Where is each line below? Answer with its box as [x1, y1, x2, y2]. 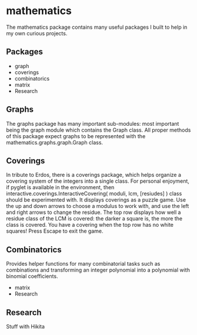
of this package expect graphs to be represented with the [6, 132, 146, 139]
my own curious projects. [6, 29, 68, 36]
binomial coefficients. [6, 273, 58, 280]
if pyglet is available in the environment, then [6, 184, 115, 191]
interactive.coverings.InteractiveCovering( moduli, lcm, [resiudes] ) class [6, 190, 182, 197]
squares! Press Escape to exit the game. [6, 227, 104, 235]
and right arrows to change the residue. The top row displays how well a [6, 209, 181, 216]
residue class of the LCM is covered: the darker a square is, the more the [6, 215, 183, 222]
